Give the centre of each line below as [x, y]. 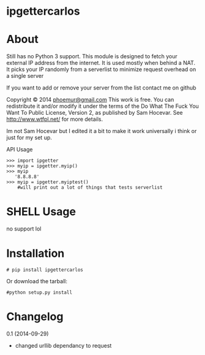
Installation [35, 254]
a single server [25, 76]
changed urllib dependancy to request [63, 345]
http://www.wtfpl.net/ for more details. [54, 119]
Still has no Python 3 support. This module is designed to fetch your [92, 56]
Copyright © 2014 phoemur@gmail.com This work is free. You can [90, 100]
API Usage [20, 150]
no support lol [24, 229]
